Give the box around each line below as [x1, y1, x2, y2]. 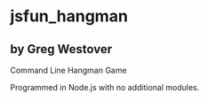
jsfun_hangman [10, 6, 128, 27]
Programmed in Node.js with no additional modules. [10, 82, 200, 92]
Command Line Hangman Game [10, 65, 127, 75]
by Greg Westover [10, 42, 113, 57]
